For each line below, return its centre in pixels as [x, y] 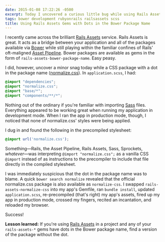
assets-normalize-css [27, 189]
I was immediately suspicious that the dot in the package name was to [76, 174]
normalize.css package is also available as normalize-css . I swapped [75, 184]
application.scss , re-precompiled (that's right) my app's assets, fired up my [82, 194]
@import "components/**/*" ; [34, 95]
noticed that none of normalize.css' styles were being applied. [68, 120]
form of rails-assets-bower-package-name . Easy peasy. [61, 58]
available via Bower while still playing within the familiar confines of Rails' [79, 48]
